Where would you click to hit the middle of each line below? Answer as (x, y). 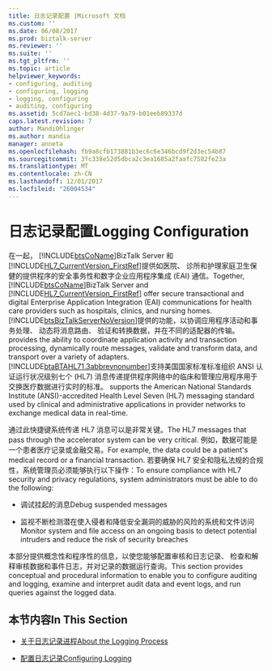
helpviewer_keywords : (45, 76)
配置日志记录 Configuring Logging (76, 658)
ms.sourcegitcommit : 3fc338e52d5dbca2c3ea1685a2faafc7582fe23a (117, 159)
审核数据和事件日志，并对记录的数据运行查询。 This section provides (129, 566)
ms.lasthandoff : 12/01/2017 (56, 182)
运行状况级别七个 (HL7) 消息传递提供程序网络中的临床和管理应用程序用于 (136, 376)
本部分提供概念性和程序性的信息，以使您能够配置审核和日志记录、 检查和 (130, 556)
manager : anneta (36, 144)
